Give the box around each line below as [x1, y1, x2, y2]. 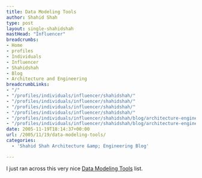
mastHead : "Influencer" [6, 31, 66, 37]
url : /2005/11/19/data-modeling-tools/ [6, 132, 106, 138]
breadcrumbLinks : [6, 82, 50, 88]
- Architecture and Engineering [6, 76, 87, 82]
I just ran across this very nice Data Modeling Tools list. [6, 165, 143, 172]
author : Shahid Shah [6, 14, 58, 20]
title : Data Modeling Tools [6, 8, 77, 15]
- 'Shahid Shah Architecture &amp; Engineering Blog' [11, 143, 149, 149]
